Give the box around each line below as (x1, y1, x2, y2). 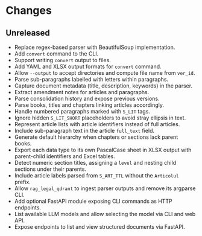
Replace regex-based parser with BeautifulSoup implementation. (14, 43, 175, 51)
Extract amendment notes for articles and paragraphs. (14, 89, 150, 95)
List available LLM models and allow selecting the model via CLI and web (14, 211, 196, 217)
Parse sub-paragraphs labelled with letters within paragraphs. (14, 76, 169, 83)
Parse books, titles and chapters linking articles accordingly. (14, 101, 164, 109)
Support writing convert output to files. (14, 57, 111, 63)
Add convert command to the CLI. (14, 50, 99, 57)
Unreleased (5, 28, 51, 38)
